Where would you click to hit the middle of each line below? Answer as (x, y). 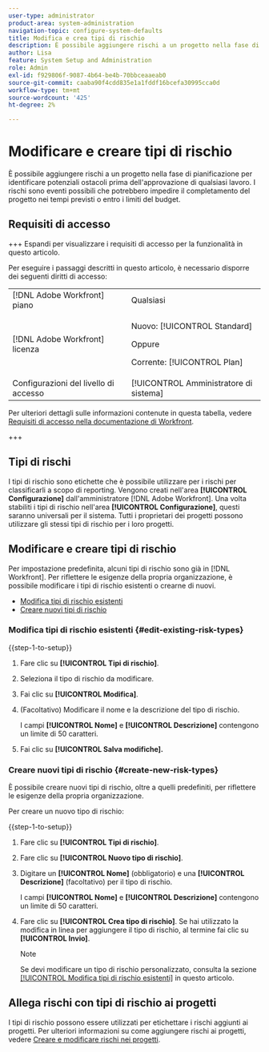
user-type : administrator (51, 16)
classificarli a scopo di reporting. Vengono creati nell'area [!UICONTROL (128, 490)
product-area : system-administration (71, 23)
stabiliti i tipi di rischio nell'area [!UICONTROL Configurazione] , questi (124, 507)
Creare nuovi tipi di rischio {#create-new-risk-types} (113, 769)
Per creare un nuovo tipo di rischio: (66, 811)
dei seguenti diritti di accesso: (58, 276)
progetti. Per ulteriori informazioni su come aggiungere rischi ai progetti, (127, 1030)
